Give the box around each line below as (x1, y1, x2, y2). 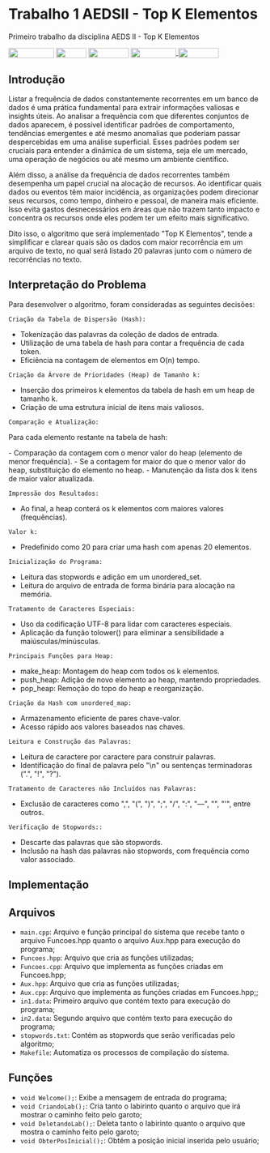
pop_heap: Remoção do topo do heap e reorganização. (19, 683, 205, 693)
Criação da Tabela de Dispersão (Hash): (8, 315, 147, 323)
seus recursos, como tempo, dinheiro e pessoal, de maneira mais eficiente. (8, 195, 259, 205)
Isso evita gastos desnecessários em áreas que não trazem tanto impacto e (8, 204, 260, 214)
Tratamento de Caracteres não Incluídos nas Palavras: (8, 784, 197, 792)
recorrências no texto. (8, 254, 82, 264)
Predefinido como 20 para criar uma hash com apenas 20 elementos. (19, 542, 252, 552)
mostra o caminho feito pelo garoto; (19, 1127, 140, 1137)
